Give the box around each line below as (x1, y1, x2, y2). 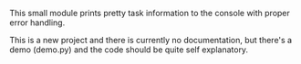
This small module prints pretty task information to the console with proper (9, 8, 290, 18)
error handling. (9, 17, 66, 28)
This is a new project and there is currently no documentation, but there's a (9, 35, 293, 45)
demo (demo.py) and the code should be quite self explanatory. (9, 44, 249, 55)
